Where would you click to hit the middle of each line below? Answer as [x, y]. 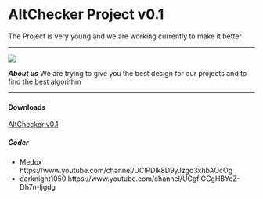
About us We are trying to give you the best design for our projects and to [128, 73]
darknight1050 [43, 179]
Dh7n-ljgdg [38, 187]
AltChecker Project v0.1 [86, 14]
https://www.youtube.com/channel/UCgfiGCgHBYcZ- [154, 179]
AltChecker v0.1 [33, 125]
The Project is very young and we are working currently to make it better [125, 36]
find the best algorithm [45, 81]
